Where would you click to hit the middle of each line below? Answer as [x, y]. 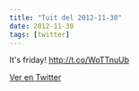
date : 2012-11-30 [42, 26]
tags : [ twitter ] [39, 34]
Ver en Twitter [35, 77]
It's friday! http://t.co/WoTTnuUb [69, 60]
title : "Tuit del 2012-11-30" [66, 18]
